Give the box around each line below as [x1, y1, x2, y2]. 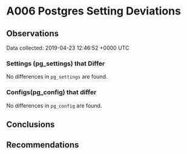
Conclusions [6, 119, 55, 129]
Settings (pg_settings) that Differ [6, 59, 105, 68]
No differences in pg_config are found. [6, 101, 102, 109]
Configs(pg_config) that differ [6, 88, 97, 97]
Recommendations [6, 140, 79, 150]
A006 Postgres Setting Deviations [6, 4, 182, 18]
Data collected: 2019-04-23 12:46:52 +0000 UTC [6, 44, 130, 51]
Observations [6, 28, 59, 39]
